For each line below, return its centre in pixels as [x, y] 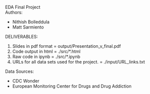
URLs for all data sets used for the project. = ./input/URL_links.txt [78, 62]
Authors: [14, 12]
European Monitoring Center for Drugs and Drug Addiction [72, 86]
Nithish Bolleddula [31, 22]
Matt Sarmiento [28, 27]
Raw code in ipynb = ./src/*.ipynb [46, 57]
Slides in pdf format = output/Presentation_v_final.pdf [67, 46]
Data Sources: [20, 71]
